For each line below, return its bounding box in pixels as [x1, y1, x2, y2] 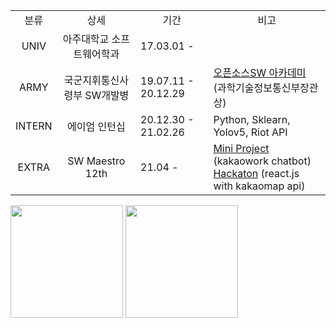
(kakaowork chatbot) [213, 154, 312, 168]
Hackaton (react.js [213, 167, 300, 180]
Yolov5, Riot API [213, 125, 288, 139]
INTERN [15, 119, 53, 133]
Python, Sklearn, [213, 113, 291, 126]
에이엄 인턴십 [67, 120, 126, 133]
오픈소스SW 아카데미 [213, 66, 307, 79]
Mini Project [213, 142, 270, 155]
